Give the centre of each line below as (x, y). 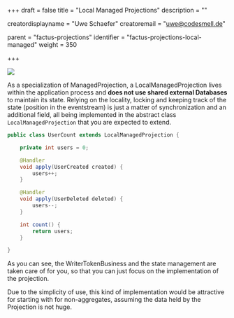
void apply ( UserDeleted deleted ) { (72, 199)
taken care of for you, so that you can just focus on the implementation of (113, 271)
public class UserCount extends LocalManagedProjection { (93, 135)
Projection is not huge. (39, 307)
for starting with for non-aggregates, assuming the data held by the (104, 300)
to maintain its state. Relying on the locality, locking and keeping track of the (117, 100)
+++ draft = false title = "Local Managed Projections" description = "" (107, 10)
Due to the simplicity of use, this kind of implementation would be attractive (116, 292)
